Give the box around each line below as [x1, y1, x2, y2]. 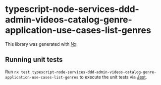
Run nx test [5, 69, 30, 75]
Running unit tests [5, 56, 63, 64]
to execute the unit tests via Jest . [79, 74, 147, 80]
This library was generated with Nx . [5, 41, 78, 47]
